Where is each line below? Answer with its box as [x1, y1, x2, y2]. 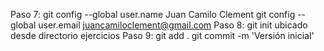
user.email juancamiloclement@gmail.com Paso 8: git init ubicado [38, 19, 308, 31]
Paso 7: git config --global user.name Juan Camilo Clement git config [10, 9, 296, 20]
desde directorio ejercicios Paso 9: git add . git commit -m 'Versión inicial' [10, 30, 315, 41]
